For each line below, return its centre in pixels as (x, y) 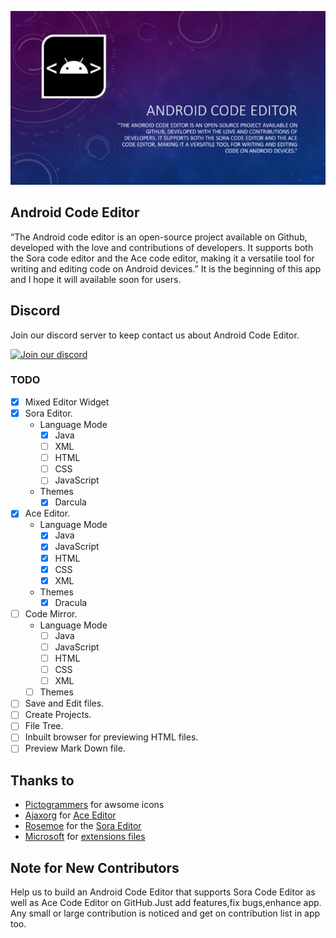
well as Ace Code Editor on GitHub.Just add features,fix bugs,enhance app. (166, 903)
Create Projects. (58, 715)
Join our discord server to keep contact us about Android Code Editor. (155, 335)
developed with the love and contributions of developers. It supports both (162, 247)
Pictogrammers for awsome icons (94, 805)
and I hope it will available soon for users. (96, 279)
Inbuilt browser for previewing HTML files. (111, 737)
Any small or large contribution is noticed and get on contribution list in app (165, 913)
